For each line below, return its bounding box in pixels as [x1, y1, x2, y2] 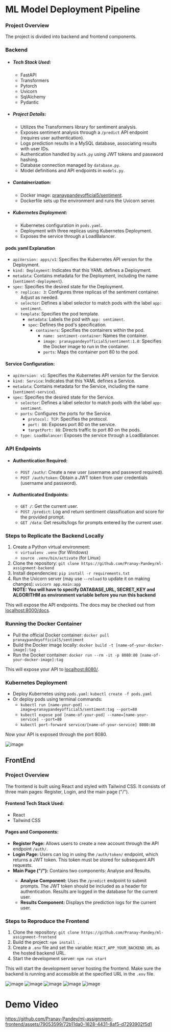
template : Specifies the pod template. [20, 311, 100, 317]
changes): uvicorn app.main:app [12, 581, 81, 587]
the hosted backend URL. [12, 950, 66, 956]
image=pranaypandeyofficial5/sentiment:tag [20, 707, 115, 712]
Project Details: [12, 111, 46, 117]
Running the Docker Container [5, 620, 82, 627]
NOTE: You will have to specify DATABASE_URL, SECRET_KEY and [12, 586, 155, 593]
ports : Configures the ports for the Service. [20, 410, 112, 416]
